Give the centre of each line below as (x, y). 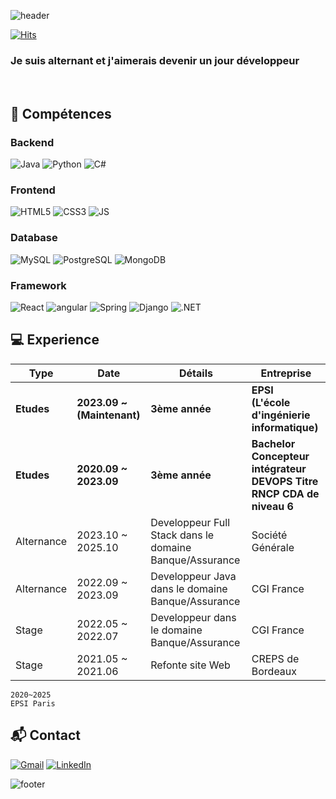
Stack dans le (182, 535)
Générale (273, 547)
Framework (38, 285)
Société (269, 535)
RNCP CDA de (285, 493)
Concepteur (280, 456)
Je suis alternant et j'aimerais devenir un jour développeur (155, 60)
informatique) (285, 427)
